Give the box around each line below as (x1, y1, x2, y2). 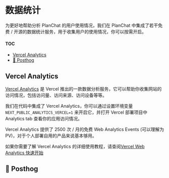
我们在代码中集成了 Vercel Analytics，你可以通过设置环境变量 (5, 103, 133, 109)
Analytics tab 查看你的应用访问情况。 (5, 115, 82, 121)
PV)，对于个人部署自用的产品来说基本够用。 (5, 132, 97, 139)
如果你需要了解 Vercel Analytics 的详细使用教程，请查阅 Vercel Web (5, 143, 145, 149)
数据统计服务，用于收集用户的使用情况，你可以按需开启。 (27, 28, 146, 34)
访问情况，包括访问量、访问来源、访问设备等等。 (5, 92, 107, 98)
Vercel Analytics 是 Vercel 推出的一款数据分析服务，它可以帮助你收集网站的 (5, 85, 162, 92)
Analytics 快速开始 (5, 150, 44, 156)
